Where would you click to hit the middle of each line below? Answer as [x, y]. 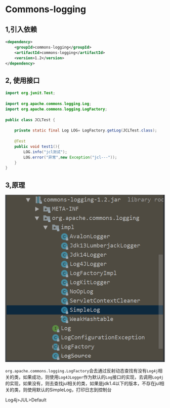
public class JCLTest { [30, 120]
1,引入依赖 [21, 29]
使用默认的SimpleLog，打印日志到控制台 [69, 390]
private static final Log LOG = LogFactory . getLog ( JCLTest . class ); [86, 130]
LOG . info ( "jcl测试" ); [45, 152]
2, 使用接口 [23, 80]
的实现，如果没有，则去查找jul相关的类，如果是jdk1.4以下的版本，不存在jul [83, 384]
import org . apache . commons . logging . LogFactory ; [56, 109]
